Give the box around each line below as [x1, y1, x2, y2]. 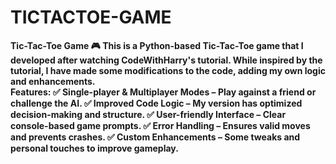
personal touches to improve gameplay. [10, 142, 179, 154]
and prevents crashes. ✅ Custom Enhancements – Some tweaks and [10, 131, 301, 143]
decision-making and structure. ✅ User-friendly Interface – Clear [10, 108, 287, 120]
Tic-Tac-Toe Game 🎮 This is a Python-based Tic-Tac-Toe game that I [10, 39, 304, 51]
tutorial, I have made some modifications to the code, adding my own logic [10, 64, 326, 76]
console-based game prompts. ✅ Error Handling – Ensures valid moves [10, 119, 311, 131]
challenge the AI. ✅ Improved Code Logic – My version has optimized [10, 97, 303, 109]
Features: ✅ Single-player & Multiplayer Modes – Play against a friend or [10, 86, 317, 98]
